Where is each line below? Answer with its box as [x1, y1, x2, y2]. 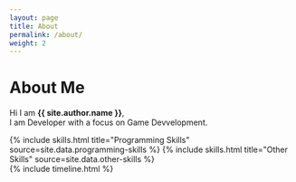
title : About [9, 22, 59, 31]
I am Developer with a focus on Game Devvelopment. [9, 117, 208, 128]
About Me [9, 78, 85, 98]
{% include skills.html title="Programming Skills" [9, 135, 190, 146]
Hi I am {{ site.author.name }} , [9, 108, 125, 119]
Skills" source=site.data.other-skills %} [9, 154, 156, 165]
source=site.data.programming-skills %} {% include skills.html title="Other [9, 144, 288, 155]
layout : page [9, 13, 59, 23]
